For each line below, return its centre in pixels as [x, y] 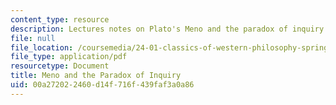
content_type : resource [60, 19]
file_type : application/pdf [69, 57]
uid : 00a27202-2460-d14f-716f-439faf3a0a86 [102, 85]
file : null [33, 38]
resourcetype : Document [60, 66]
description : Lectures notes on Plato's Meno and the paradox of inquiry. [169, 29]
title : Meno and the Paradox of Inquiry [96, 76]
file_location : [42, 47]
